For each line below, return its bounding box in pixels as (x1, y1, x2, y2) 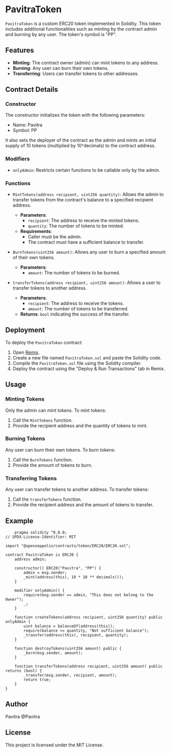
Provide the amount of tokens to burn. (12, 462, 93, 468)
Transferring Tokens (5, 475, 57, 482)
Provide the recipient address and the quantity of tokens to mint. (12, 422, 148, 429)
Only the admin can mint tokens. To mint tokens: (5, 407, 106, 413)
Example (5, 516, 34, 525)
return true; (23, 677, 51, 682)
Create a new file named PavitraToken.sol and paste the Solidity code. (12, 354, 162, 360)
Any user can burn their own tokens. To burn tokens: (5, 447, 116, 453)
